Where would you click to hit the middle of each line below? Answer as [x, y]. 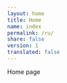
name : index [24, 26]
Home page [24, 72]
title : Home [24, 20]
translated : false [33, 53]
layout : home [26, 13]
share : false [26, 39]
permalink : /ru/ [30, 33]
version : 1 [23, 46]
